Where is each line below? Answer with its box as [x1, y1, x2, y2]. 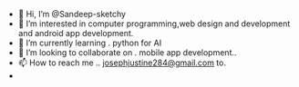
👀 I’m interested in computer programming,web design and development [17, 18, 291, 29]
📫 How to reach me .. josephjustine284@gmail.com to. [17, 57, 226, 68]
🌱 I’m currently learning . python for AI [17, 37, 162, 48]
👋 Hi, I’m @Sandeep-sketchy [17, 9, 126, 19]
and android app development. [17, 28, 134, 38]
